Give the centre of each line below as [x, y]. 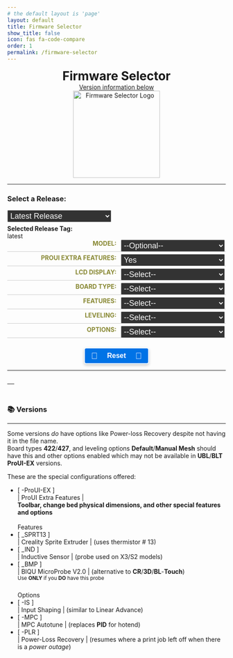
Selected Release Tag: [40, 229]
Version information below [116, 87]
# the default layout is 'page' [54, 14]
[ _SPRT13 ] [34, 535]
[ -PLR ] [28, 632]
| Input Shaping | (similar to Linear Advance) [80, 610]
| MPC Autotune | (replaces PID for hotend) [79, 625]
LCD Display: [96, 272]
